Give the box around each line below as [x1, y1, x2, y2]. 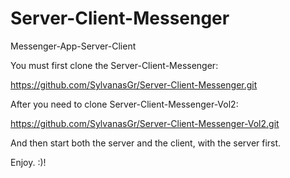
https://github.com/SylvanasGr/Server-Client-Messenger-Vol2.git [10, 117, 280, 129]
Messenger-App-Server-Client [10, 40, 137, 52]
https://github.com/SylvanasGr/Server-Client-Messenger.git [10, 78, 258, 91]
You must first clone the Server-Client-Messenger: [10, 59, 219, 71]
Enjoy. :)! [10, 156, 47, 168]
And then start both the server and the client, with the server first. [10, 137, 282, 149]
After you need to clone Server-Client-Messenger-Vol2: [10, 98, 239, 110]
